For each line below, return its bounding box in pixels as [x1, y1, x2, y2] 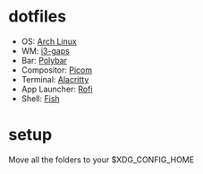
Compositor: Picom [21, 65, 93, 75]
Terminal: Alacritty [21, 74, 89, 84]
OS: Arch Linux [21, 36, 77, 47]
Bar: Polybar [21, 55, 68, 65]
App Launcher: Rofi [21, 83, 93, 94]
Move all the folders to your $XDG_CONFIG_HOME [8, 154, 194, 165]
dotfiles [8, 6, 67, 27]
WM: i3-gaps [21, 45, 71, 56]
